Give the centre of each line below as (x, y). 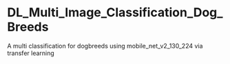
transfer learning (31, 53)
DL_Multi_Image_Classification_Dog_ (115, 13)
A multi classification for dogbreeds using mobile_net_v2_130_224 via (105, 46)
